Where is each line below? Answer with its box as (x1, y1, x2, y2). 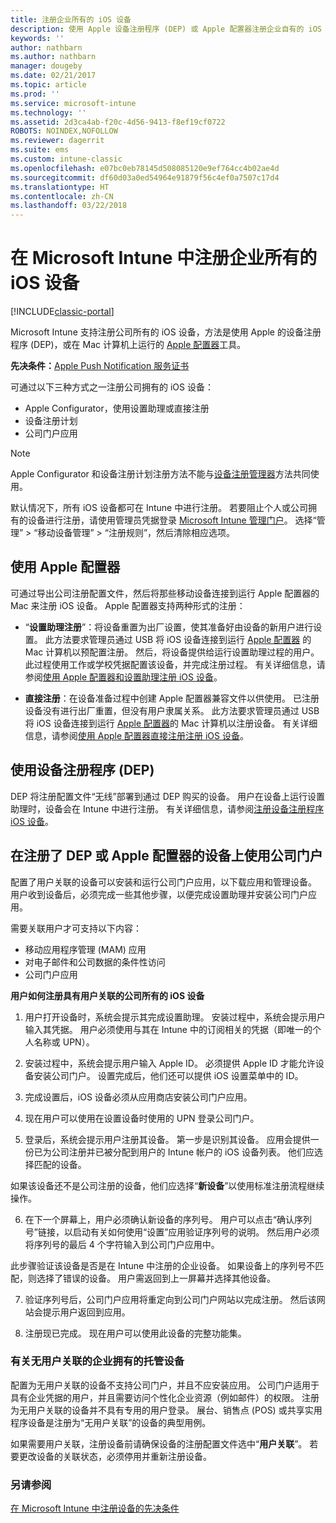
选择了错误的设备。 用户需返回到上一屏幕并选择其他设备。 (36, 1272, 276, 1284)
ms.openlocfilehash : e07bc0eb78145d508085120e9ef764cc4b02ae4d (10, 163, 280, 173)
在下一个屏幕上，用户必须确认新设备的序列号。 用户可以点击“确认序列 (24, 1213, 312, 1225)
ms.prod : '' (10, 89, 60, 99)
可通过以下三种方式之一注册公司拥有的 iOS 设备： (10, 381, 214, 393)
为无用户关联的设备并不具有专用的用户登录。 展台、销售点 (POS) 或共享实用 (10, 1404, 323, 1416)
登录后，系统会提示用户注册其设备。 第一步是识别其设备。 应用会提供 (24, 1133, 311, 1145)
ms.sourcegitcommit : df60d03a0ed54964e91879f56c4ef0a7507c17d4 (10, 172, 280, 183)
